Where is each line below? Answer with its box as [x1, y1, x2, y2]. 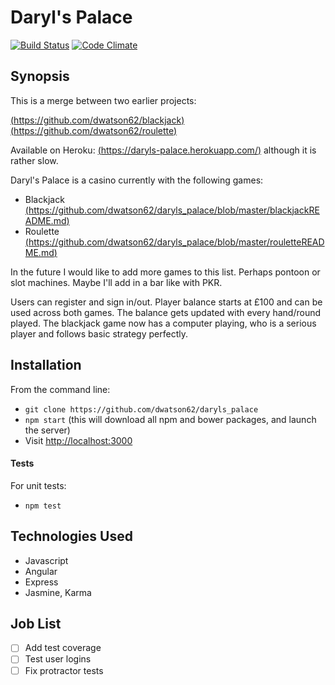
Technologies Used [10, 528, 133, 545]
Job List [10, 615, 62, 632]
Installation [10, 357, 82, 374]
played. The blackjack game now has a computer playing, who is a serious [10, 317, 317, 329]
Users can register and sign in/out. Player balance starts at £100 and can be [10, 296, 323, 308]
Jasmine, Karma [24, 586, 92, 598]
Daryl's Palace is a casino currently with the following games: [10, 174, 264, 186]
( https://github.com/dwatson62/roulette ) [10, 124, 178, 136]
